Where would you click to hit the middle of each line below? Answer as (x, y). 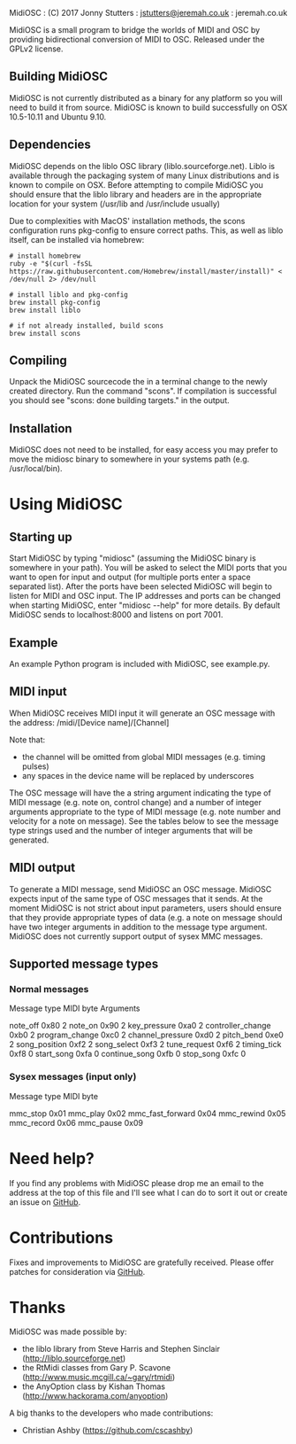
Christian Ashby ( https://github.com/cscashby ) (107, 1431)
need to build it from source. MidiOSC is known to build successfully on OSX (148, 107)
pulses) (36, 766)
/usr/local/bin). (36, 469)
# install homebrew (45, 256)
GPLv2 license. (36, 49)
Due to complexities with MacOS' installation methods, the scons (127, 221)
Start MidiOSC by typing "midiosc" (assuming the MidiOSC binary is (133, 558)
